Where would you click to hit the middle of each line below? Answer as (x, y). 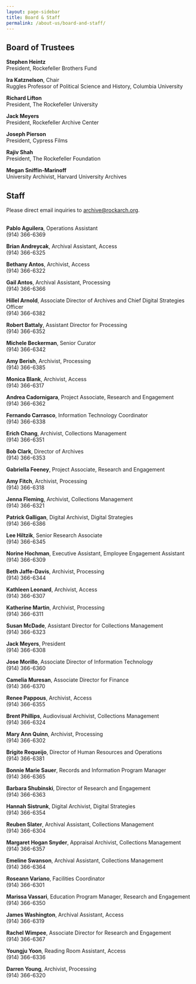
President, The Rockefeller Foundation (53, 159)
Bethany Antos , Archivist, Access (48, 264)
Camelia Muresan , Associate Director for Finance (67, 680)
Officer (15, 307)
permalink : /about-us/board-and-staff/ (56, 23)
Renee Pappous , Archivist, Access (49, 698)
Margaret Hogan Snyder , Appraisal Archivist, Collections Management (94, 842)
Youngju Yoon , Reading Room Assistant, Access (66, 951)
